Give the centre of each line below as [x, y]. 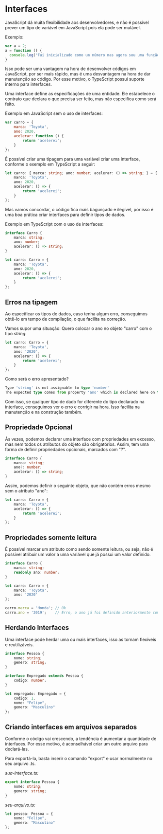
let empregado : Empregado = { [36, 694]
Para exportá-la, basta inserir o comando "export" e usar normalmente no [79, 758]
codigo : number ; [30, 680]
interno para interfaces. [29, 84]
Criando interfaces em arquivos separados [71, 727]
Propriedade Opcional [39, 427]
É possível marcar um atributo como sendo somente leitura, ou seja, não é [79, 549]
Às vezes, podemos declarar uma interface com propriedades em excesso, [80, 439]
